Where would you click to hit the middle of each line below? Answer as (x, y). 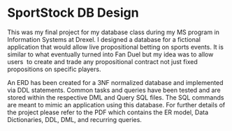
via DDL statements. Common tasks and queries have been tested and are (114, 90)
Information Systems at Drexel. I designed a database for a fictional (104, 39)
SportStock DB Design (73, 13)
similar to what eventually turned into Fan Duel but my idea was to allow (110, 54)
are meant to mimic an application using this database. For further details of (116, 105)
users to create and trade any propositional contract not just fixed (102, 61)
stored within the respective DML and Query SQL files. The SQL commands (116, 97)
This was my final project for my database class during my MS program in (114, 32)
